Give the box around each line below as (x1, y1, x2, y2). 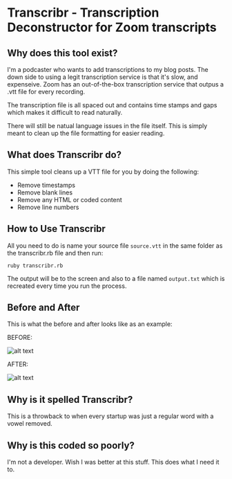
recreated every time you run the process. (7, 282, 127, 290)
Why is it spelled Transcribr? (7, 393, 133, 406)
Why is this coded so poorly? (7, 440, 135, 451)
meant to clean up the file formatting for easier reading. (7, 129, 165, 137)
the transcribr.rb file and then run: (7, 248, 104, 257)
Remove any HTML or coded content (17, 195, 122, 204)
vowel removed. (7, 419, 53, 428)
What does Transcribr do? (7, 149, 122, 161)
